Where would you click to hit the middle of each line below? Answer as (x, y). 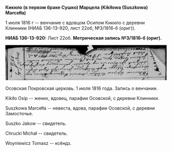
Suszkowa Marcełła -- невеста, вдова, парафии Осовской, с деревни (80, 108)
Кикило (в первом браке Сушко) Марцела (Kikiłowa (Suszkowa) (77, 7)
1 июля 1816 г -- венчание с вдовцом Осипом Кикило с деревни (75, 23)
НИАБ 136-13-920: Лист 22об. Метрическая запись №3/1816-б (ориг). (84, 38)
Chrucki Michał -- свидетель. (37, 133)
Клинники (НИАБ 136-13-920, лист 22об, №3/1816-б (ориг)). (70, 28)
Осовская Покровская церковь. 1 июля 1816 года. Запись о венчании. (81, 88)
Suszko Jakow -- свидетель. (36, 123)
